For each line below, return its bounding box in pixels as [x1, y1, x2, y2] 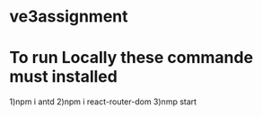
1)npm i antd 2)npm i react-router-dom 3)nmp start [9, 96, 197, 107]
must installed [9, 67, 118, 87]
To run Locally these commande [9, 48, 254, 68]
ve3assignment [9, 6, 128, 27]
